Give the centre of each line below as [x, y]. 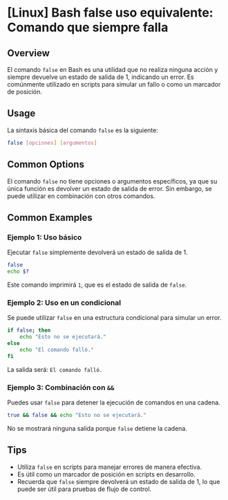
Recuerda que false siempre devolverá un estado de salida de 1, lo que [118, 481]
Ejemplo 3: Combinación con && [61, 387]
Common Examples [50, 217]
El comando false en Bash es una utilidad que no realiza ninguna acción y [113, 70]
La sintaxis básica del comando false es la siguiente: [83, 130]
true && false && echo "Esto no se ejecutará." [77, 415]
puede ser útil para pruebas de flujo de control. [84, 489]
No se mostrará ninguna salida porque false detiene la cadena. [97, 428]
